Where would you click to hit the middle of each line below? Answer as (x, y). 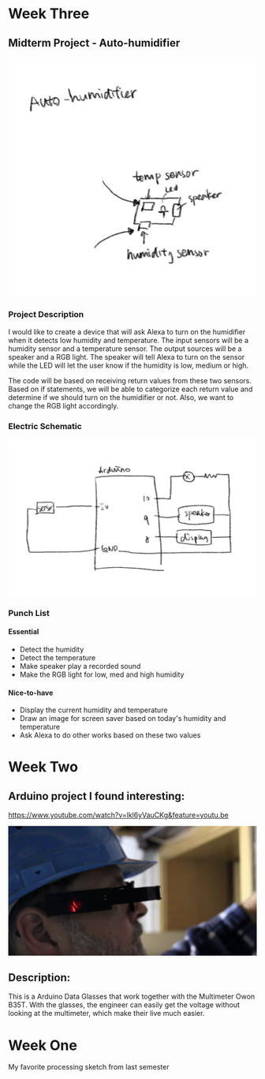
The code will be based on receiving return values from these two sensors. (130, 380)
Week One (43, 1045)
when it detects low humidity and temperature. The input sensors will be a (129, 340)
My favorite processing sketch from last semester (89, 1067)
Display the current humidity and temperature (93, 710)
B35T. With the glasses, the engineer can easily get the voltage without (124, 1005)
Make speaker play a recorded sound (80, 666)
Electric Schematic (45, 426)
